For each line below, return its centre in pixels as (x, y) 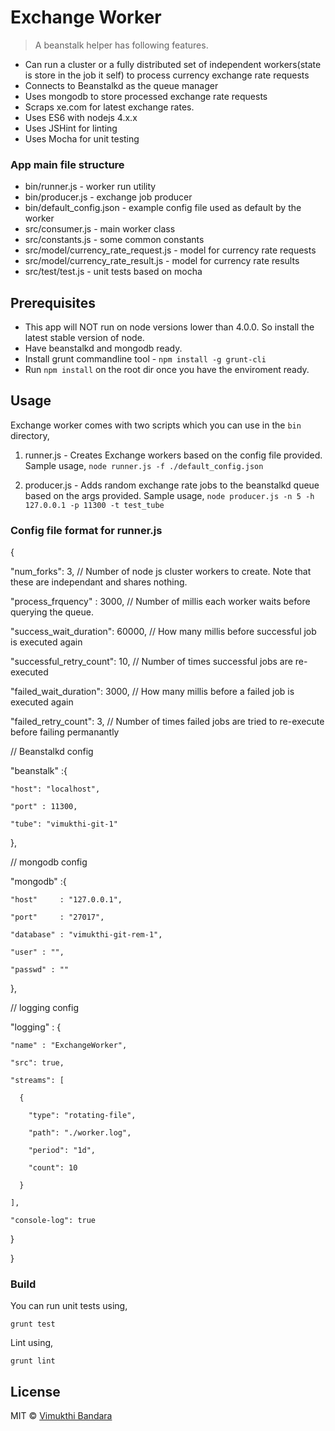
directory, (30, 435)
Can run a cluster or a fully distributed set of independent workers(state (173, 64)
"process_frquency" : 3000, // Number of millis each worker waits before (160, 602)
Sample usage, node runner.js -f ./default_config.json (144, 465)
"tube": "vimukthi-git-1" (64, 824)
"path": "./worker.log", (80, 1133)
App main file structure (67, 164)
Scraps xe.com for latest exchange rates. (109, 107)
